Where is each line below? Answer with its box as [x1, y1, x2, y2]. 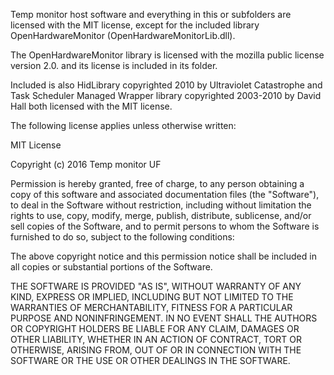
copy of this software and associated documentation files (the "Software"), [10, 189, 320, 200]
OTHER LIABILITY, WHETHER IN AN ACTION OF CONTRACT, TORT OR [10, 334, 302, 345]
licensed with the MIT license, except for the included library [10, 19, 260, 31]
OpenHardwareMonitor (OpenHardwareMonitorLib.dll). [10, 30, 236, 41]
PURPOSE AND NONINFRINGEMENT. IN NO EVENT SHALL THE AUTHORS [10, 312, 318, 324]
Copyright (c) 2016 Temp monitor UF [10, 159, 162, 170]
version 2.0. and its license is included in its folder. [10, 60, 218, 71]
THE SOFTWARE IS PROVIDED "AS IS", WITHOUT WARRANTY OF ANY [10, 280, 302, 292]
